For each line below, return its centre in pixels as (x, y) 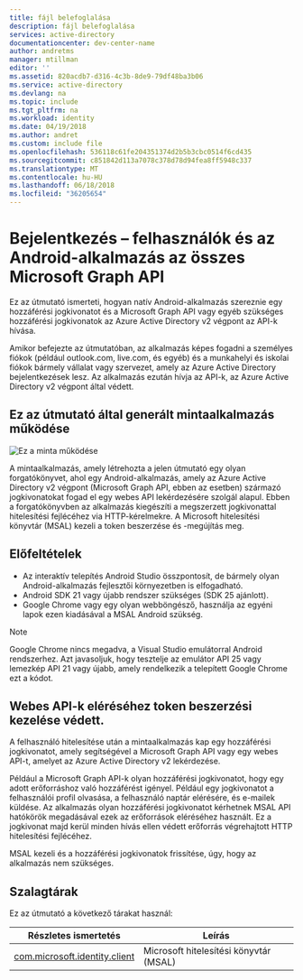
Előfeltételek (46, 555)
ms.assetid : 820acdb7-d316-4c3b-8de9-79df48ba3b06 (106, 77)
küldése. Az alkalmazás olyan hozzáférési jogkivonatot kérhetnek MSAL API (150, 808)
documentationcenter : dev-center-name (82, 43)
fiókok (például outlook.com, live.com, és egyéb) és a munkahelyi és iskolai (149, 357)
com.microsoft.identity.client (74, 957)
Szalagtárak (44, 891)
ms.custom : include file (56, 143)
